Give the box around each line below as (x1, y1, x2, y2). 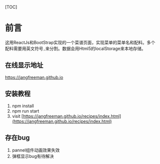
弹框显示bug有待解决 (12, 153, 54, 159)
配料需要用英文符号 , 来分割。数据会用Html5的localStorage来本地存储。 (5, 46, 146, 51)
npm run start (12, 108, 40, 114)
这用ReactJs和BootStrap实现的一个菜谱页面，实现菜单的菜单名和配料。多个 (5, 39, 156, 45)
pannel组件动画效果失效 (12, 148, 60, 153)
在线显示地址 (5, 61, 44, 69)
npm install (12, 103, 34, 109)
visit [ (12, 113, 23, 119)
